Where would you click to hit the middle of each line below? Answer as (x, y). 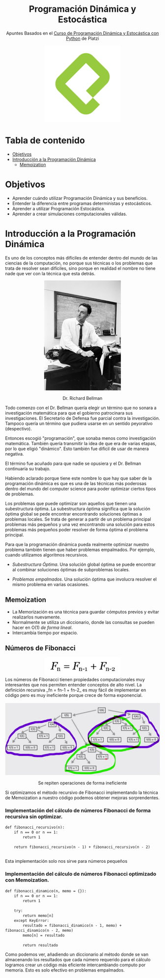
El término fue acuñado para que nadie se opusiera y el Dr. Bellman (73, 463)
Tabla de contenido (45, 141)
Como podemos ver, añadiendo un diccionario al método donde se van (77, 954)
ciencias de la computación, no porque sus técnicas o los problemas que (79, 263)
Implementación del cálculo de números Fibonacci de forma (78, 810)
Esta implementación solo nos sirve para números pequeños (66, 861)
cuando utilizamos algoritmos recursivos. (47, 554)
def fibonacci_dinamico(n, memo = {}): (46, 891)
